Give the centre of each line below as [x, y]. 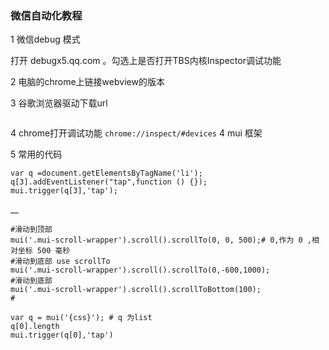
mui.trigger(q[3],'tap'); [64, 191]
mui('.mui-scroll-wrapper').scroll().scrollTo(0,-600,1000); [140, 270]
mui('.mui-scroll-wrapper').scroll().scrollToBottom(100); [136, 290]
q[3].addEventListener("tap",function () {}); [109, 182]
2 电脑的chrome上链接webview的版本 [87, 82]
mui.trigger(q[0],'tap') [62, 335]
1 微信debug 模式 [45, 39]
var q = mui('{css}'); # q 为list [81, 318]
